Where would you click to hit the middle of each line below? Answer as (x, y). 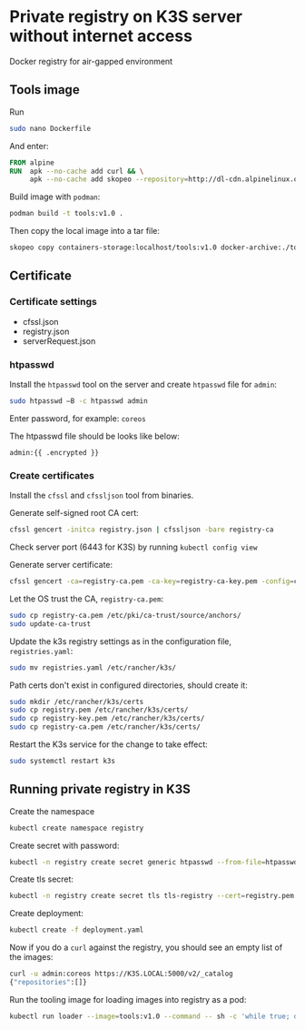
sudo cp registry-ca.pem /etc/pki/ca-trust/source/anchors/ (126, 615)
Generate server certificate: (61, 565)
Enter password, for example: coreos (78, 418)
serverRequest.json (59, 341)
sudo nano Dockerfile (50, 128)
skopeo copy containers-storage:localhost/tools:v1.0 (113, 247)
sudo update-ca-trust (50, 624)
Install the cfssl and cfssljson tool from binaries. (102, 495)
